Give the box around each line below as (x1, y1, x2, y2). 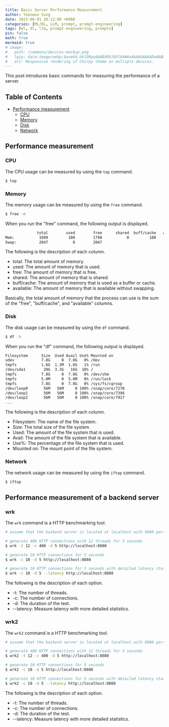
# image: (5, 45, 24, 50)
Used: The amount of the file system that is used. (12, 429, 115, 436)
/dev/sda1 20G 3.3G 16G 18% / (5, 367, 94, 372)
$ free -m (5, 211, 26, 217)
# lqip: (5, 54, 26, 59)
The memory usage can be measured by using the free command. (5, 202, 143, 208)
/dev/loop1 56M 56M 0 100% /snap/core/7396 (5, 390, 125, 395)
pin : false (5, 31, 28, 36)
